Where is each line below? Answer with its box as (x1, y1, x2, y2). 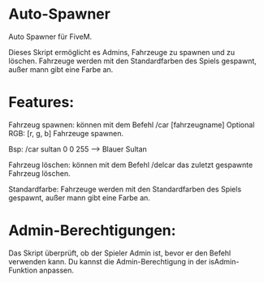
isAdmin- (208, 256, 240, 266)
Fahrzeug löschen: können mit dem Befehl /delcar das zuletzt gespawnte (8, 160, 253, 169)
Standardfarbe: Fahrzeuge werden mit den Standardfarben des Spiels (8, 184, 242, 194)
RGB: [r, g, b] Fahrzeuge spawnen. (8, 128, 124, 138)
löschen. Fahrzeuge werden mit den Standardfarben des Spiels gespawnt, (8, 56, 258, 66)
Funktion (8, 265, 38, 275)
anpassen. (39, 265, 75, 275)
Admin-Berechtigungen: (8, 221, 176, 240)
